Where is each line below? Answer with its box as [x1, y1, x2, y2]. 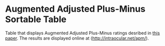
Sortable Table [5, 14, 67, 25]
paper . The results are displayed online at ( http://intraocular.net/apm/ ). [5, 35, 149, 41]
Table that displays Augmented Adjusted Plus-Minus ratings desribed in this [5, 30, 160, 36]
